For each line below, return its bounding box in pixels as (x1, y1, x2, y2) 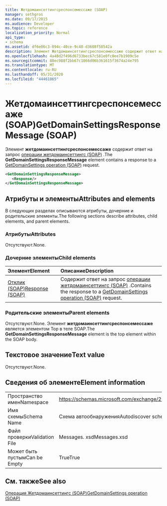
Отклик (7, 279, 25, 286)
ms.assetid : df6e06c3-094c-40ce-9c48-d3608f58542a (5, 44, 112, 49)
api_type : (5, 35, 26, 40)
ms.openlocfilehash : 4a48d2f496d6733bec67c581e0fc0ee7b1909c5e (5, 53, 139, 59)
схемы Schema (7, 413, 43, 420)
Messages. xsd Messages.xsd (59, 433, 128, 440)
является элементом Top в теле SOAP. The (5, 326, 95, 332)
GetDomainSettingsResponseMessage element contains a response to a (5, 157, 157, 163)
